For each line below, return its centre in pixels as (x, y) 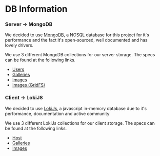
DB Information (36, 9)
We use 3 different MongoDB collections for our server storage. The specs (80, 55)
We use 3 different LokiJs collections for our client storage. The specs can (80, 123)
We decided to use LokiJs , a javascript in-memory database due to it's (76, 108)
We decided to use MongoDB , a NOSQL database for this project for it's (77, 35)
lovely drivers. (19, 45)
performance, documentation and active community (57, 113)
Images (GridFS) (29, 85)
